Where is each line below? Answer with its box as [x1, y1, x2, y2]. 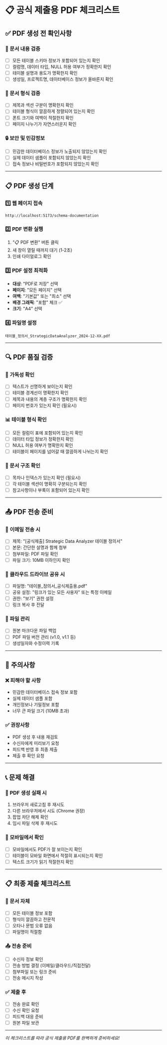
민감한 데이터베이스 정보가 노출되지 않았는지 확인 [12, 148, 107, 154]
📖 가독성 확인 [5, 372, 35, 379]
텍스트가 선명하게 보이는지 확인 [12, 384, 73, 390]
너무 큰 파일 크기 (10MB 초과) [12, 708, 70, 714]
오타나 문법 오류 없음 [12, 922, 53, 928]
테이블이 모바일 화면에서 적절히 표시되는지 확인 [12, 852, 103, 858]
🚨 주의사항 [5, 661, 36, 669]
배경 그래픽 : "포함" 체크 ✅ [12, 299, 63, 305]
